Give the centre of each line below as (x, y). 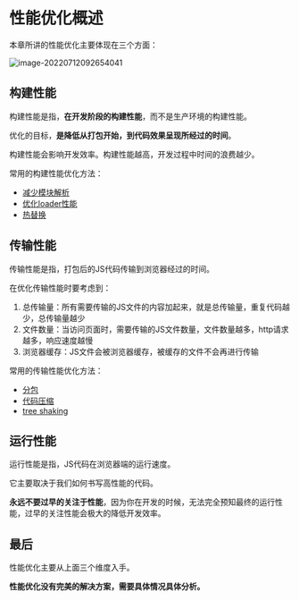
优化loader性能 (50, 203)
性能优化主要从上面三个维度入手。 (72, 568)
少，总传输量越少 (54, 317)
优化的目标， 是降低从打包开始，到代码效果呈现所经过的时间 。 (123, 135)
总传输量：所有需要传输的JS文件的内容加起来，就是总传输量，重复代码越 (156, 307)
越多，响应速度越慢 (58, 340)
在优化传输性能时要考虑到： (60, 288)
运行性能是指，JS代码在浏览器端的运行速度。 (92, 464)
